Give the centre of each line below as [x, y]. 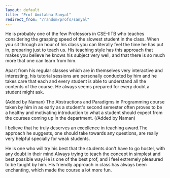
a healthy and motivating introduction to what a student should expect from [84, 113]
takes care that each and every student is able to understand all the [76, 81]
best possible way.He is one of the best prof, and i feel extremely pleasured [84, 159]
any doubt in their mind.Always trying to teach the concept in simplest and [83, 154]
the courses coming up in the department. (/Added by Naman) [70, 118]
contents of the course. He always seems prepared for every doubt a [77, 87]
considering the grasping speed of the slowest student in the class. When [82, 39]
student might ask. [25, 92]
